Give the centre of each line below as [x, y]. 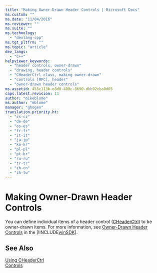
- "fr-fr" [20, 130]
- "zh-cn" [20, 168]
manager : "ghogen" [24, 107]
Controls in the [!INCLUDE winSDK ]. [41, 232]
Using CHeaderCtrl [25, 260]
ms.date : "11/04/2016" [29, 19]
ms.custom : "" [20, 14]
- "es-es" [20, 126]
